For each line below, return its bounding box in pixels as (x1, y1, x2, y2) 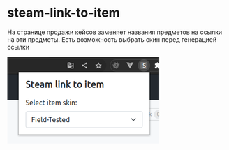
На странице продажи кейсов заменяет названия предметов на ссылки (7, 28, 223, 36)
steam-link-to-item (7, 5, 120, 21)
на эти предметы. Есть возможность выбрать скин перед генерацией (7, 35, 217, 43)
